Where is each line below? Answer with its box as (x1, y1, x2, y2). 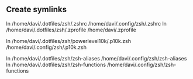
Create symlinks (6, 5, 67, 15)
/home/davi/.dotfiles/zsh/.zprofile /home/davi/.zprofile (6, 26, 136, 33)
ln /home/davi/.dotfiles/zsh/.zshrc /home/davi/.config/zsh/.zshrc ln (6, 20, 167, 27)
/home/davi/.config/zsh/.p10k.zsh (6, 44, 87, 51)
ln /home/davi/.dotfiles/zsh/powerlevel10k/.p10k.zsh (6, 37, 132, 44)
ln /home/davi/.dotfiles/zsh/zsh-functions (6, 61, 106, 68)
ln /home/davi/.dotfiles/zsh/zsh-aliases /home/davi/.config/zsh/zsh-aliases (6, 55, 187, 62)
